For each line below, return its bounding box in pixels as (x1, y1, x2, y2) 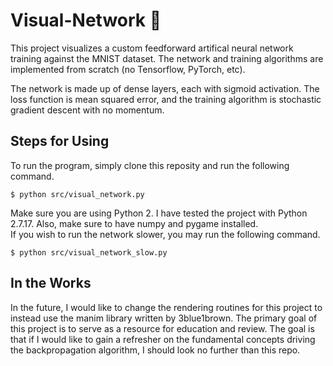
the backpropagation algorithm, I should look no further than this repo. (10, 344, 301, 356)
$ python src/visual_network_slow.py (10, 247, 168, 258)
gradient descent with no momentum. (10, 104, 165, 116)
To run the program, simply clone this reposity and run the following (10, 159, 290, 171)
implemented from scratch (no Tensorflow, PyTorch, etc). (10, 63, 246, 75)
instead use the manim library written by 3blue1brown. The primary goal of (10, 312, 318, 324)
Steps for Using (10, 133, 110, 150)
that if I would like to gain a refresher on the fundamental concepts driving (10, 333, 316, 345)
